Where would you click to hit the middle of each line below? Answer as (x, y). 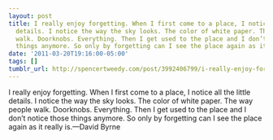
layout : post (30, 16)
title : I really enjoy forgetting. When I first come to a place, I (127, 24)
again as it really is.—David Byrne (65, 126)
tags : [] (23, 62)
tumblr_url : (28, 69)
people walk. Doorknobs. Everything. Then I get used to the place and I (128, 109)
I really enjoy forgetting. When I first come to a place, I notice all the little (130, 92)
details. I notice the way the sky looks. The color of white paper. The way (131, 101)
